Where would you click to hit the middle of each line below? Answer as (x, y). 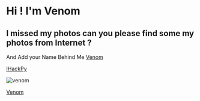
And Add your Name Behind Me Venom (55, 57)
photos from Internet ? (49, 42)
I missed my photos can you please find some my (100, 33)
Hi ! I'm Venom (43, 11)
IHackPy (17, 69)
